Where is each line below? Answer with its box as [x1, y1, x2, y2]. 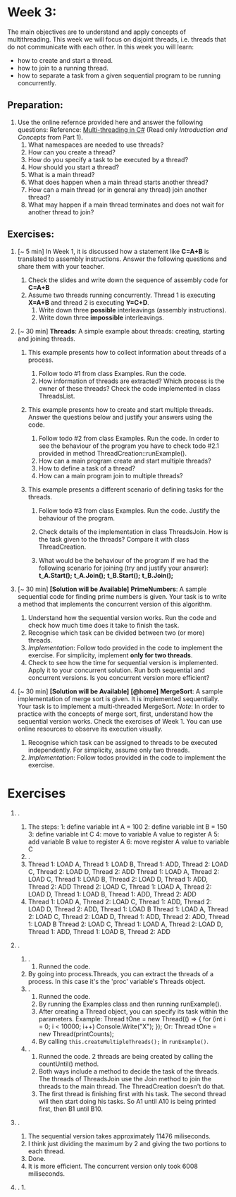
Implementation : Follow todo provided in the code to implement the [27, 643, 223, 652]
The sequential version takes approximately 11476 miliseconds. [27, 1131, 211, 1140]
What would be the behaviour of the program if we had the [38, 556, 209, 564]
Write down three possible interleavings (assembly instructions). [38, 305, 227, 314]
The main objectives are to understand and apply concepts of [7, 28, 187, 36]
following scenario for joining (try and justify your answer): [38, 564, 209, 572]
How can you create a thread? [27, 147, 116, 156]
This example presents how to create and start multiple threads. [27, 405, 213, 413]
